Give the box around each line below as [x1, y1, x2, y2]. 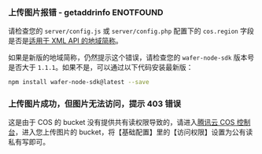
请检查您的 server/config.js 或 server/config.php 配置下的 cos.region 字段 [8, 26, 254, 36]
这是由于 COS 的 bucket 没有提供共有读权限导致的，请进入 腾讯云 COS [8, 118, 235, 127]
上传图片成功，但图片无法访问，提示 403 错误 [8, 98, 182, 109]
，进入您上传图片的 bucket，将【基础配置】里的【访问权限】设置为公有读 [15, 127, 253, 137]
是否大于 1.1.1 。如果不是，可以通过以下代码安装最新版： [8, 63, 194, 72]
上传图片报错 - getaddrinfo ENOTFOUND [8, 6, 164, 17]
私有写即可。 [8, 137, 50, 147]
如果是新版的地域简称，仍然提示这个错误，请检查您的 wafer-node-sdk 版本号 [8, 53, 255, 62]
